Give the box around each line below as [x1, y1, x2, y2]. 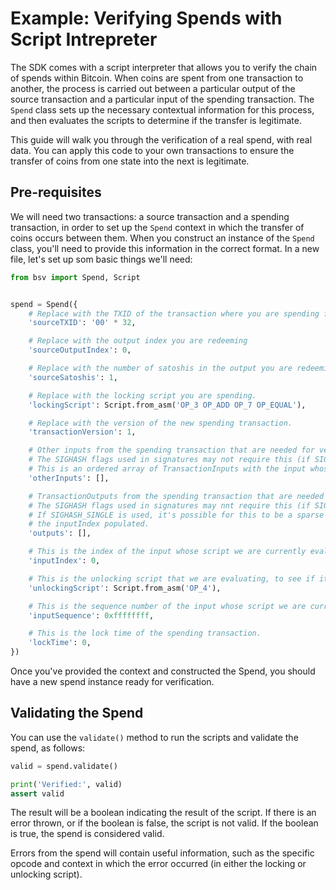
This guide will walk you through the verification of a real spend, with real [10, 133, 313, 146]
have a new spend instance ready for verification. [10, 676, 215, 687]
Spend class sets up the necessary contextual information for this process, [10, 103, 315, 116]
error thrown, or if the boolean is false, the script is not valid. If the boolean [10, 817, 319, 829]
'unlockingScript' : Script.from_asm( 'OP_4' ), [28, 583, 222, 593]
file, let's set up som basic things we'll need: [10, 253, 193, 265]
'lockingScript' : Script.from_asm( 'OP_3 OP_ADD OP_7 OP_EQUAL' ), [28, 400, 307, 410]
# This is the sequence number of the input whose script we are [28, 601, 307, 611]
